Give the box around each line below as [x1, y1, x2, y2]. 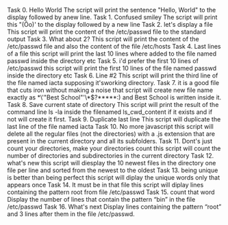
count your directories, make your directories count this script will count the [7, 144, 221, 152]
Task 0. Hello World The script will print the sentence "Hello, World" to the [7, 6, 216, 14]
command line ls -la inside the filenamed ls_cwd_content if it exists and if [7, 108, 213, 116]
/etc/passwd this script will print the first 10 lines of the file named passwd [7, 64, 217, 72]
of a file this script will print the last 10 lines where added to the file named [7, 49, 217, 58]
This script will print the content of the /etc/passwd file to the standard [7, 27, 207, 36]
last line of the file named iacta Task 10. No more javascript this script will [7, 123, 214, 130]
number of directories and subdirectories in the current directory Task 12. [7, 152, 214, 160]
